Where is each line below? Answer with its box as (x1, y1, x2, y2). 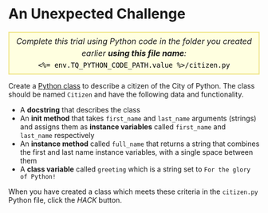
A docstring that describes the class (19, 105, 141, 114)
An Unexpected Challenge (8, 5, 186, 23)
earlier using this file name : (81, 47, 187, 58)
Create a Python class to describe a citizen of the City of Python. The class (8, 81, 255, 90)
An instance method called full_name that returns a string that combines (19, 139, 260, 148)
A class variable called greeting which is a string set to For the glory (19, 164, 251, 174)
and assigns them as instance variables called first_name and (19, 121, 226, 132)
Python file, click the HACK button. (8, 195, 122, 204)
